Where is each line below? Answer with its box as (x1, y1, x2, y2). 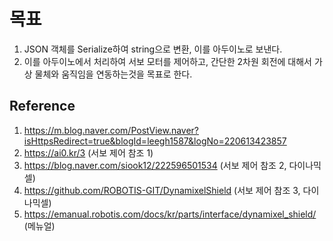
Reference (9, 98, 76, 115)
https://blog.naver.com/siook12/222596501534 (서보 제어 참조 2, (23, 159, 287, 171)
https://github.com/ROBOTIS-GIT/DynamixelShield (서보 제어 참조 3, (23, 184, 301, 196)
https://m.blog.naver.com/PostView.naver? (23, 124, 200, 136)
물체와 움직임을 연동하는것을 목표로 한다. (34, 68, 193, 80)
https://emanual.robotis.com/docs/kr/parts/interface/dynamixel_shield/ (23, 208, 317, 220)
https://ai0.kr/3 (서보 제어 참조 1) (23, 146, 154, 159)
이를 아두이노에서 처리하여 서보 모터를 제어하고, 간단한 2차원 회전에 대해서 (23, 55, 312, 67)
